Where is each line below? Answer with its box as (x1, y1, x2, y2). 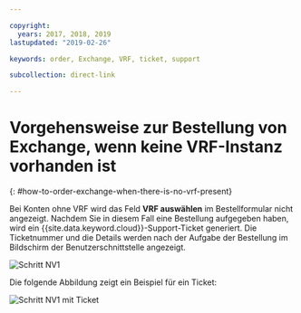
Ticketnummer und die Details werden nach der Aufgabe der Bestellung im (9, 232, 288, 243)
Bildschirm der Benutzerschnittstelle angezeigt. (9, 242, 186, 253)
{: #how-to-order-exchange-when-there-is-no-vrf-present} (9, 186, 233, 197)
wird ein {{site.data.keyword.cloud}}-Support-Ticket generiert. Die (9, 223, 257, 233)
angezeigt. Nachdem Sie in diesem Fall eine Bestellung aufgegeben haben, (9, 213, 289, 224)
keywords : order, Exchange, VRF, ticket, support (9, 54, 201, 63)
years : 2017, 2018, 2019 (17, 29, 112, 39)
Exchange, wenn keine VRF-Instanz (9, 137, 283, 157)
